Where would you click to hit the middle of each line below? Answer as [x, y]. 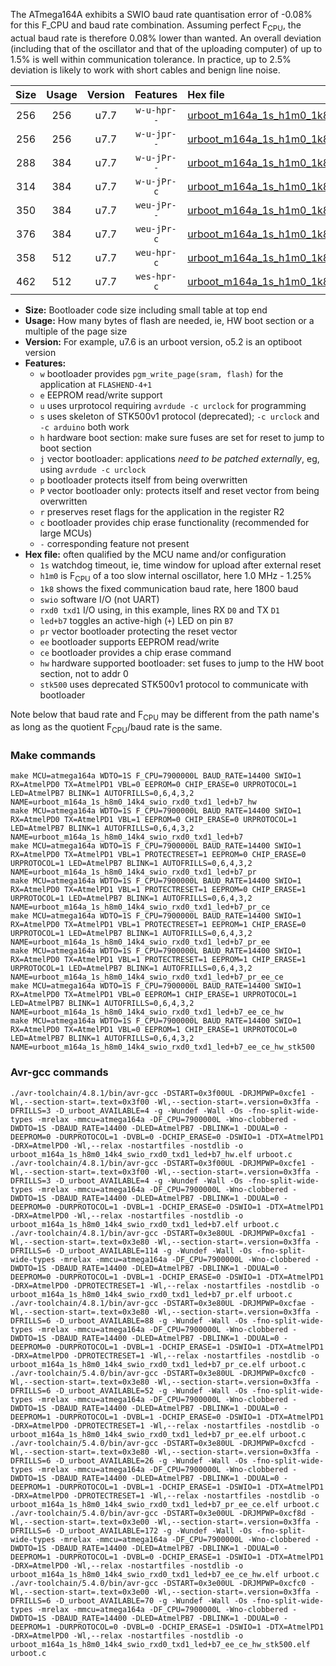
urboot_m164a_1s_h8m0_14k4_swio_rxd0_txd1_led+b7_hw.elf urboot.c [151, 1154]
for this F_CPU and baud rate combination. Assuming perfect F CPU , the [156, 26]
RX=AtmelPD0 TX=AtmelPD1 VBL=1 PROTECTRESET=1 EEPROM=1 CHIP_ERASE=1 [158, 960]
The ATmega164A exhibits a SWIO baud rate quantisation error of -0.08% [161, 14]
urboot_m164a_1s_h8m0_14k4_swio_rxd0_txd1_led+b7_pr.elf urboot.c [151, 1294]
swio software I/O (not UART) [99, 599]
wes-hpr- [156, 276]
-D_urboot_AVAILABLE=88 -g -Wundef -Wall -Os [151, 1320]
